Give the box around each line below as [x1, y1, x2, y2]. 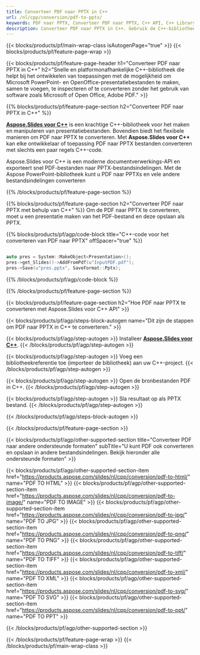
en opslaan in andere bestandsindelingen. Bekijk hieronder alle [6, 449, 160, 456]
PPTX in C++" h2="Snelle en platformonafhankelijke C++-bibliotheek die [6, 66, 185, 74]
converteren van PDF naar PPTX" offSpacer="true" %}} [6, 237, 143, 244]
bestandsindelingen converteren [6, 177, 86, 184]
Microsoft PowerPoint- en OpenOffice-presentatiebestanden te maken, [6, 79, 180, 86]
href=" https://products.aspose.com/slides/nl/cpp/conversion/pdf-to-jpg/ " [6, 511, 187, 518]
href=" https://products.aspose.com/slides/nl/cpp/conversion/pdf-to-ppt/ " [6, 606, 188, 613]
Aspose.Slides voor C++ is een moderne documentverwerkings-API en [6, 158, 180, 165]
